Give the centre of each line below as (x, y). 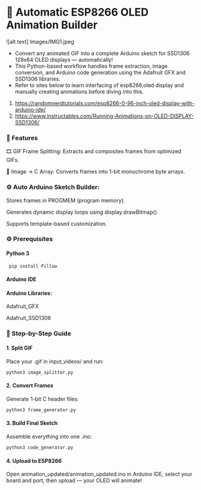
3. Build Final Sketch (32, 423)
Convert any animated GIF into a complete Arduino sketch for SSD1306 (102, 53)
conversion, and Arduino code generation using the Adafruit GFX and (100, 72)
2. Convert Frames (30, 386)
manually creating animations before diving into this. (79, 91)
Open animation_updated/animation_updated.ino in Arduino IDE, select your (99, 474)
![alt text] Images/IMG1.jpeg (40, 41)
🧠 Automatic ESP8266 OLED (77, 12)
